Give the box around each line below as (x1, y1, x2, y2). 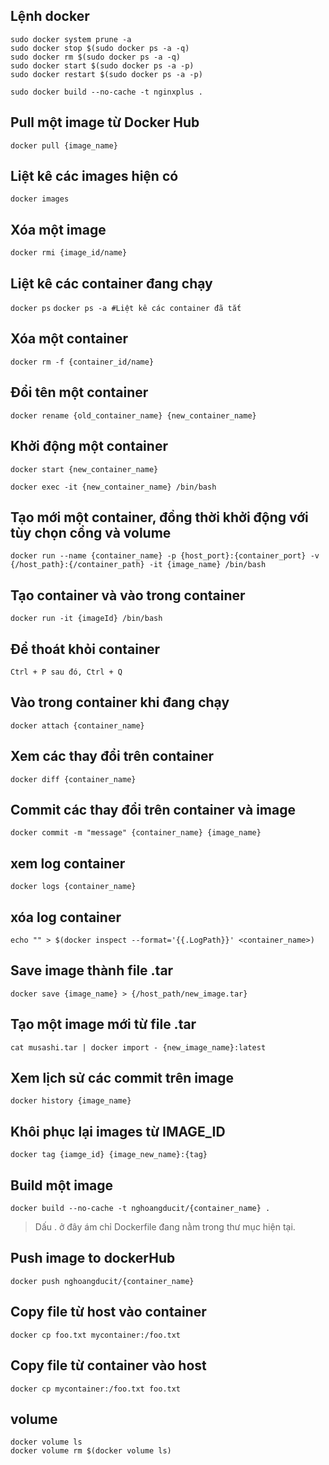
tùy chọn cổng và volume (10, 524, 172, 541)
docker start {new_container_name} (10, 464, 159, 474)
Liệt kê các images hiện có (10, 168, 179, 185)
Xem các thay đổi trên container (10, 748, 215, 765)
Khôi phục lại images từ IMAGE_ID (10, 1123, 226, 1140)
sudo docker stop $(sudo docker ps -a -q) (10, 43, 190, 53)
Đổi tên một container (10, 384, 149, 401)
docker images (10, 194, 70, 204)
